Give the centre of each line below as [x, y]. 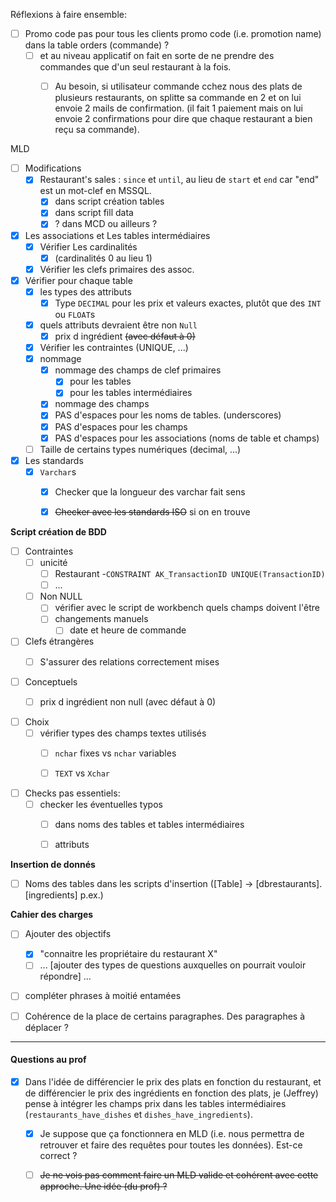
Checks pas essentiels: [72, 793]
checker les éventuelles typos [101, 804]
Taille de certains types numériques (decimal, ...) [140, 449]
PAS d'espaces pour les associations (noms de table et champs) [187, 438]
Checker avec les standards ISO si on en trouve [152, 511]
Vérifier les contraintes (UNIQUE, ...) [114, 348]
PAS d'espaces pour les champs [121, 426]
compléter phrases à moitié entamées [103, 996]
